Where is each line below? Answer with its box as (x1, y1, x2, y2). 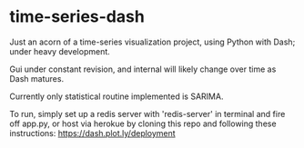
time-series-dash (9, 6, 146, 27)
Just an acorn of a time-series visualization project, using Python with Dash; (9, 36, 296, 47)
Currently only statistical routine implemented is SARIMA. (9, 91, 224, 102)
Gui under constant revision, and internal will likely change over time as (9, 64, 277, 74)
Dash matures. (9, 73, 65, 84)
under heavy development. (9, 45, 111, 56)
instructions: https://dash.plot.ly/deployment (9, 127, 176, 138)
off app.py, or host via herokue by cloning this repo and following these (9, 118, 277, 129)
